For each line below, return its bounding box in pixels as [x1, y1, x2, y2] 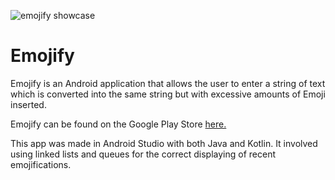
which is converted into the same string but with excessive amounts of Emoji [10, 88, 326, 100]
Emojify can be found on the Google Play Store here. [10, 118, 227, 130]
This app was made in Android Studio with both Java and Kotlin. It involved [10, 137, 318, 149]
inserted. [10, 98, 47, 110]
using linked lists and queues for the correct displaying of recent [10, 148, 276, 160]
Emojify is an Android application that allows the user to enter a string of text [10, 77, 326, 89]
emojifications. [10, 158, 72, 170]
